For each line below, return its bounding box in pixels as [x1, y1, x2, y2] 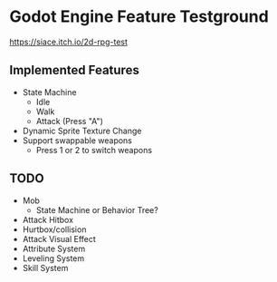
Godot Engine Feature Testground [9, 6, 269, 27]
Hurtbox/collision [22, 224, 87, 235]
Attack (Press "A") [35, 115, 104, 126]
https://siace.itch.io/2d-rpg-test [9, 36, 129, 47]
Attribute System [22, 243, 86, 254]
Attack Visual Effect [22, 233, 97, 244]
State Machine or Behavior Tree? [35, 204, 158, 215]
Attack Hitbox [22, 214, 74, 225]
